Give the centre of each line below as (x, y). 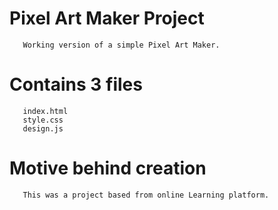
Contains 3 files (76, 84)
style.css (43, 120)
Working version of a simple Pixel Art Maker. (121, 45)
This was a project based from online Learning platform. (146, 195)
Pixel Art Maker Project (107, 18)
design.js (43, 128)
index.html (45, 111)
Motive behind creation (108, 168)
